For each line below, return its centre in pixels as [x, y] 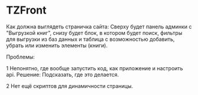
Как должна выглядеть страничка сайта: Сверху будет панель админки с [99, 27]
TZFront [26, 10]
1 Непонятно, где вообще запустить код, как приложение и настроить [95, 68]
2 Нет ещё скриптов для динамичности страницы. [70, 86]
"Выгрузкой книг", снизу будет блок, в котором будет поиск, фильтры [94, 32]
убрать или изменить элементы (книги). [57, 45]
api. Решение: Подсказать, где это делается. [63, 74]
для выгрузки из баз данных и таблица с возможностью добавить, [90, 39]
